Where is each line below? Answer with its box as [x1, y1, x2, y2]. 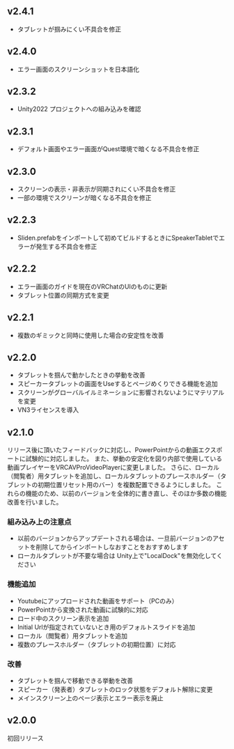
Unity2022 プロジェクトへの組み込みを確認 [17, 105, 141, 114]
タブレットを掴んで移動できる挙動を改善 [17, 677, 134, 685]
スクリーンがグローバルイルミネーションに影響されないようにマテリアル [17, 388, 225, 396]
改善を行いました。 [7, 498, 63, 507]
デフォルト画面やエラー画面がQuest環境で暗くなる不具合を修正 [17, 145, 200, 153]
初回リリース [7, 734, 44, 742]
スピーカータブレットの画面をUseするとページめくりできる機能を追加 [17, 380, 218, 388]
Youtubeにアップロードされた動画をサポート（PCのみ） [17, 596, 178, 605]
